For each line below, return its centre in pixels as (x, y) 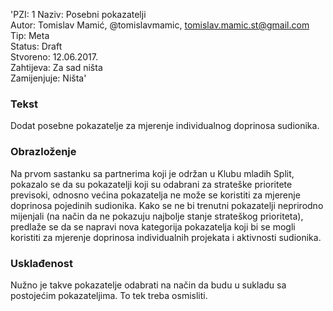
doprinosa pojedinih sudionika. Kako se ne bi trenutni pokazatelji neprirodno (167, 205)
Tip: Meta (30, 35)
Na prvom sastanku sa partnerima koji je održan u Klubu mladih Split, (152, 173)
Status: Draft (36, 46)
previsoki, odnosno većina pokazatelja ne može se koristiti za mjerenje (155, 195)
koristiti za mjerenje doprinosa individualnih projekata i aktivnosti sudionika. (166, 237)
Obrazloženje (43, 152)
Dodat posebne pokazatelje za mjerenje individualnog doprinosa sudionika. (165, 126)
